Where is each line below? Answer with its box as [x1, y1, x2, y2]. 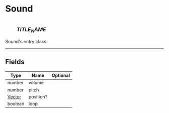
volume [28, 80, 44, 86]
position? [28, 93, 48, 99]
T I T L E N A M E [16, 26, 46, 34]
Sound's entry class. [5, 38, 48, 44]
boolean [7, 101, 25, 107]
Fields [5, 58, 25, 66]
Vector [7, 93, 22, 99]
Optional [51, 72, 70, 78]
